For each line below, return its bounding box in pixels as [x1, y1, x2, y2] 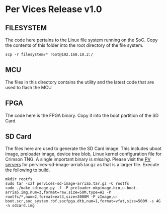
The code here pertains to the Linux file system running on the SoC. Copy [5, 37, 158, 43]
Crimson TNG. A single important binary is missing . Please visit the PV [5, 156, 151, 162]
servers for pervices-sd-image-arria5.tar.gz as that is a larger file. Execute [5, 162, 159, 168]
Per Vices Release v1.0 [5, 4, 102, 15]
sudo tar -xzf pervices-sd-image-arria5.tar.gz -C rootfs [5, 181, 129, 186]
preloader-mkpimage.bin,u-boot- [70, 185, 138, 191]
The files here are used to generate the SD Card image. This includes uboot [5, 146, 162, 152]
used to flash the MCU [5, 84, 52, 90]
